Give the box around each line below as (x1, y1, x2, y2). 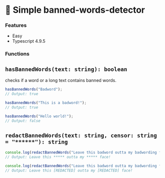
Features (5, 22, 27, 29)
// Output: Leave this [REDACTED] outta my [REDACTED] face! (5, 168, 133, 173)
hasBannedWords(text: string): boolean (5, 66, 128, 73)
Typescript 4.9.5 (12, 38, 46, 44)
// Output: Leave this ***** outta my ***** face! (5, 154, 111, 160)
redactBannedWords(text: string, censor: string (5, 132, 157, 139)
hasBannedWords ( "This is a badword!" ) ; (5, 100, 87, 105)
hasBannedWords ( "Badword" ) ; (5, 87, 63, 92)
